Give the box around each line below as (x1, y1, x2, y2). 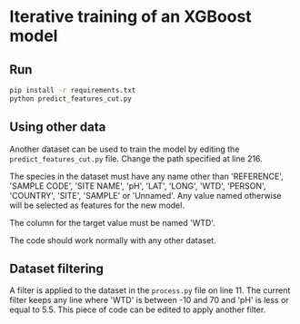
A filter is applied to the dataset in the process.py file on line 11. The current (9, 285, 291, 296)
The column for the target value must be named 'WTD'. (9, 217, 215, 228)
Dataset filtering (9, 260, 105, 276)
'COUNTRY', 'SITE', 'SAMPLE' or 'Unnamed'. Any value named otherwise (9, 190, 282, 201)
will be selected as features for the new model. (9, 200, 185, 211)
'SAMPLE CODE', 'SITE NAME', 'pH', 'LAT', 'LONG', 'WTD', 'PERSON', (9, 180, 266, 191)
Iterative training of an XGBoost (9, 6, 252, 27)
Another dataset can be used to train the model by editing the (9, 143, 240, 154)
